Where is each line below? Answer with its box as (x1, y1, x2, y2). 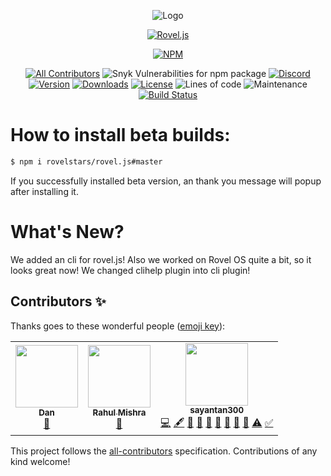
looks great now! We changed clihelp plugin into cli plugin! (10, 264, 251, 276)
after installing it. (10, 185, 79, 197)
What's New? (10, 221, 125, 243)
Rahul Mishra (92, 407, 147, 419)
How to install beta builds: (10, 124, 231, 147)
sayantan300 (189, 405, 245, 416)
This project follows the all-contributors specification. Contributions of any (10, 445, 318, 457)
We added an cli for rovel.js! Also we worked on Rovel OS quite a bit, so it (10, 253, 312, 265)
